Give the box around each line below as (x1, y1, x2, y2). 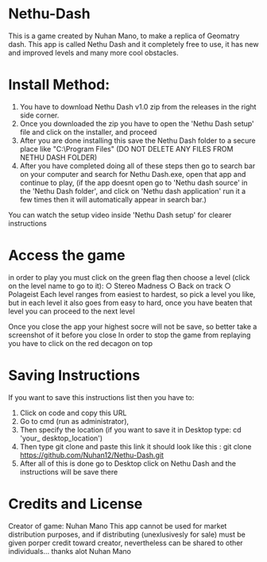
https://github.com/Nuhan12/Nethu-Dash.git (19, 450, 164, 460)
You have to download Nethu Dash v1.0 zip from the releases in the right (19, 102, 257, 111)
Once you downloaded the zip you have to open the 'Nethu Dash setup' (19, 118, 254, 128)
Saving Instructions (8, 367, 141, 384)
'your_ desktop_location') (19, 433, 103, 443)
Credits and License (8, 495, 143, 513)
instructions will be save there (19, 467, 118, 476)
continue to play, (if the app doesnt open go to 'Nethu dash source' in (19, 178, 248, 187)
